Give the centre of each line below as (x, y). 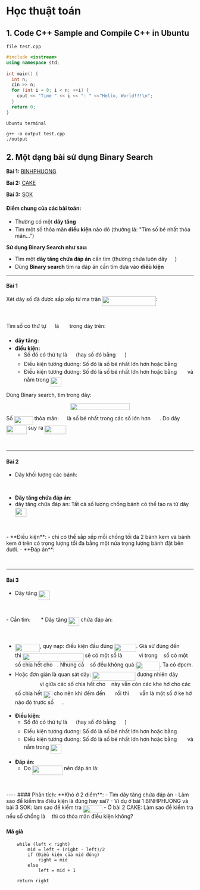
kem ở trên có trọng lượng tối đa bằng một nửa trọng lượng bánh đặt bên (95, 543)
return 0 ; (24, 107)
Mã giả (15, 832)
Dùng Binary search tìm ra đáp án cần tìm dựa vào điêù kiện (89, 266)
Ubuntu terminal (26, 123)
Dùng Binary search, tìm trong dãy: (49, 395)
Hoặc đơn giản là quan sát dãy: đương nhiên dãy (96, 674)
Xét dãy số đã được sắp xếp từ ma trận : (82, 299)
